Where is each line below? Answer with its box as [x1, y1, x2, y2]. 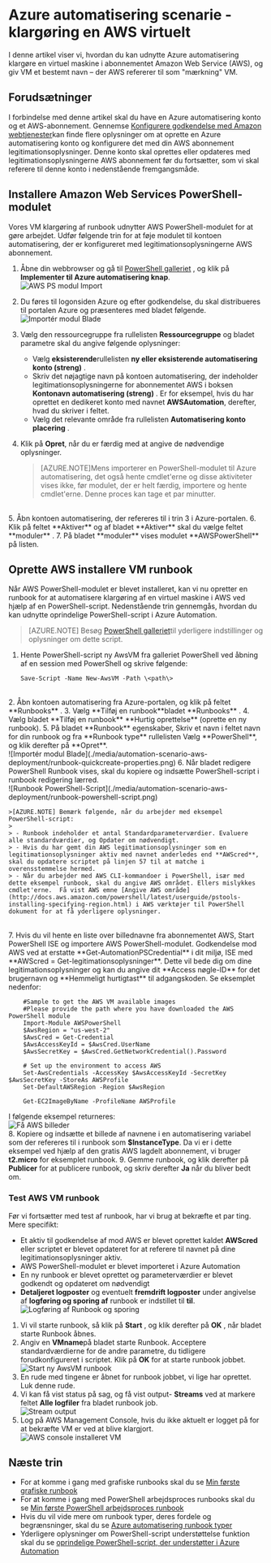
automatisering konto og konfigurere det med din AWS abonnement [8, 138, 234, 148]
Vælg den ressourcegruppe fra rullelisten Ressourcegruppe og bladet [19, 329, 255, 339]
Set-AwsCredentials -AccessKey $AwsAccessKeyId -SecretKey [23, 1069, 227, 1077]
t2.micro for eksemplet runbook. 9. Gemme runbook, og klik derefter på [8, 1155, 249, 1165]
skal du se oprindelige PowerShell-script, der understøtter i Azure [19, 1538, 240, 1548]
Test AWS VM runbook [8, 1193, 100, 1204]
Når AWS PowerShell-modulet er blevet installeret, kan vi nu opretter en [8, 584, 248, 594]
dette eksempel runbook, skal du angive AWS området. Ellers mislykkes [8, 879, 256, 887]
